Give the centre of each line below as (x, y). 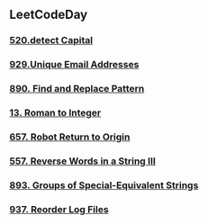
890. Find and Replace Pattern (77, 89)
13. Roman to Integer (55, 113)
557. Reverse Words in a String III (82, 161)
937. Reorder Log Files (59, 209)
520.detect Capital (51, 40)
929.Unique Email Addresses (74, 65)
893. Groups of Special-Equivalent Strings (104, 185)
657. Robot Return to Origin (70, 137)
